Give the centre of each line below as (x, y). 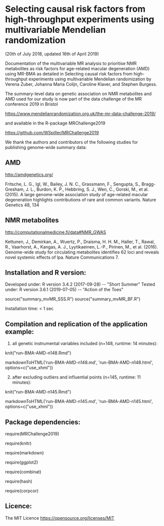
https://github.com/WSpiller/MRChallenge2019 (52, 132)
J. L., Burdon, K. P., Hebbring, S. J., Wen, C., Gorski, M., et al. (87, 189)
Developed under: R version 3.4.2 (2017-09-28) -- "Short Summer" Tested (80, 284)
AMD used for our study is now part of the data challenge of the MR (73, 99)
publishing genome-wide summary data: (46, 147)
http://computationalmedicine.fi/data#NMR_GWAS (56, 232)
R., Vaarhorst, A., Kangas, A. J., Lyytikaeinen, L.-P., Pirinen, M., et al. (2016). (82, 247)
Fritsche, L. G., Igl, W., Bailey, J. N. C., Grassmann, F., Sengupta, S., (73, 184)
